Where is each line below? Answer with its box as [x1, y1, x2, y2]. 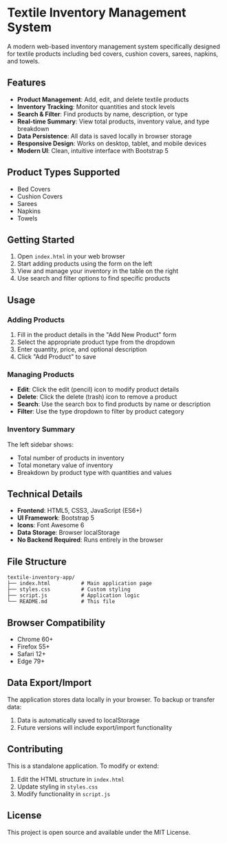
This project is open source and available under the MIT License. [7, 828, 191, 836]
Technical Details [7, 488, 83, 500]
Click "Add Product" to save [17, 353, 96, 361]
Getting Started [7, 234, 75, 245]
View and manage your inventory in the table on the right [17, 267, 179, 275]
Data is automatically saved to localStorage [17, 715, 140, 724]
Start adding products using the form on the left [17, 260, 153, 268]
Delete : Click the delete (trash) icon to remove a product [17, 393, 177, 401]
